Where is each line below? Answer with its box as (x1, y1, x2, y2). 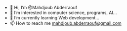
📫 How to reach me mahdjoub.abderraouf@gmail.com (9, 20, 122, 26)
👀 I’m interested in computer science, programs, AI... (9, 10, 117, 15)
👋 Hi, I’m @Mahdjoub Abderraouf (9, 5, 78, 10)
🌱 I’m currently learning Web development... (9, 15, 100, 20)
